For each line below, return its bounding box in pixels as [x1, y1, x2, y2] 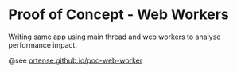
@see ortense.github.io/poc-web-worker [8, 56, 143, 65]
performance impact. [8, 40, 78, 49]
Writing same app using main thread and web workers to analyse [8, 32, 221, 41]
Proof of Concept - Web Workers [8, 6, 229, 24]
